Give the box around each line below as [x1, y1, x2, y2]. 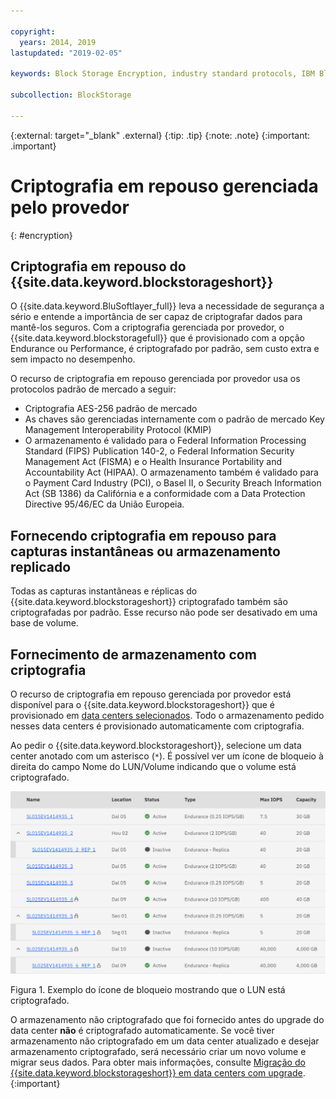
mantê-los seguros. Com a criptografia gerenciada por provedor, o [10, 321, 285, 334]
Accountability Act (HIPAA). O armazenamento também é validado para [24, 466, 319, 479]
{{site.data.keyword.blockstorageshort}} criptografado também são [10, 596, 288, 608]
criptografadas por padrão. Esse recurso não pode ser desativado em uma [10, 606, 318, 619]
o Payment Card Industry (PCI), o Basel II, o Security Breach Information [24, 477, 322, 489]
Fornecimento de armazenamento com [10, 646, 257, 663]
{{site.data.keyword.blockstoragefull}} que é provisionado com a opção [10, 332, 305, 344]
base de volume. [10, 617, 79, 629]
